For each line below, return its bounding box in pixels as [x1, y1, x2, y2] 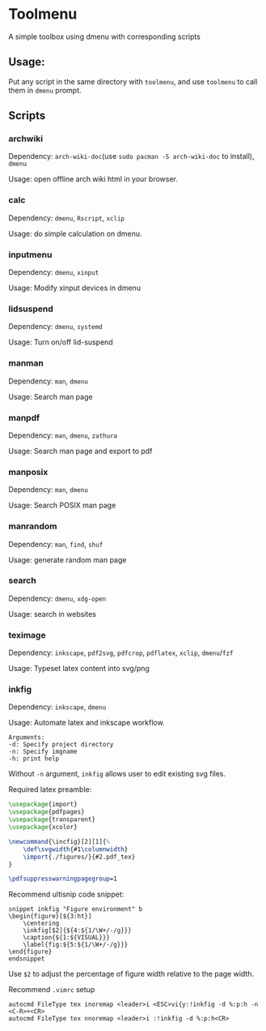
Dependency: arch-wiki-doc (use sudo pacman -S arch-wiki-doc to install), [8, 152, 255, 161]
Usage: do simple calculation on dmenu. [8, 229, 143, 238]
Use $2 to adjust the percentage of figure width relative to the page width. [8, 969, 255, 979]
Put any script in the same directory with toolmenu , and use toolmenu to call [8, 76, 258, 86]
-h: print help [8, 755, 60, 763]
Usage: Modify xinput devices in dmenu [8, 283, 141, 293]
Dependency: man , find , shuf [8, 539, 103, 549]
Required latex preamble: [8, 785, 92, 794]
